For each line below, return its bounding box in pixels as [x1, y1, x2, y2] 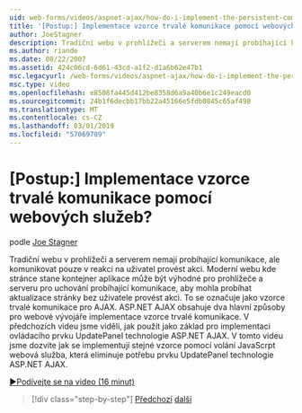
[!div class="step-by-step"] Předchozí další [31, 393, 192, 404]
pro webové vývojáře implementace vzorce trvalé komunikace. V [9, 311, 250, 321]
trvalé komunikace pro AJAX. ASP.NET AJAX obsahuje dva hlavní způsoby [9, 302, 286, 312]
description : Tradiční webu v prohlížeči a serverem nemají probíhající [9, 38, 288, 48]
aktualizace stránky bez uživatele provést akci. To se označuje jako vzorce [9, 292, 286, 303]
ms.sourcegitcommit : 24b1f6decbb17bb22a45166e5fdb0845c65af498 [9, 96, 252, 106]
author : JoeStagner [9, 30, 83, 39]
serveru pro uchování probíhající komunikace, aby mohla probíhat [9, 282, 252, 293]
